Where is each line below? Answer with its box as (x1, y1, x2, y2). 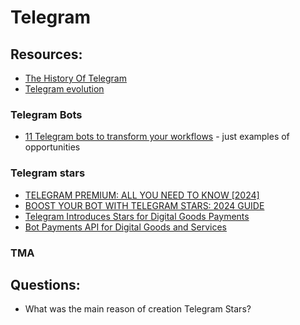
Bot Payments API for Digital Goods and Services (24, 221, 228, 233)
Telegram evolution (24, 83, 105, 95)
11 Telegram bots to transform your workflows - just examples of (24, 131, 290, 143)
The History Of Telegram (24, 72, 127, 84)
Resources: (10, 46, 83, 63)
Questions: (10, 276, 81, 293)
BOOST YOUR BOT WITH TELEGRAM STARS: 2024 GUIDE (24, 199, 265, 211)
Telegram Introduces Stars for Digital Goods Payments (24, 210, 250, 222)
